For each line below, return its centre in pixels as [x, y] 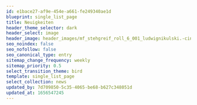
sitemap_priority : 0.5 [34, 66]
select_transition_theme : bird [44, 71]
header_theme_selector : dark [42, 28]
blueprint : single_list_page [42, 17]
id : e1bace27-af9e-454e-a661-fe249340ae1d [59, 11]
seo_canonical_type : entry [39, 55]
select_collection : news [36, 82]
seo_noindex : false [30, 44]
